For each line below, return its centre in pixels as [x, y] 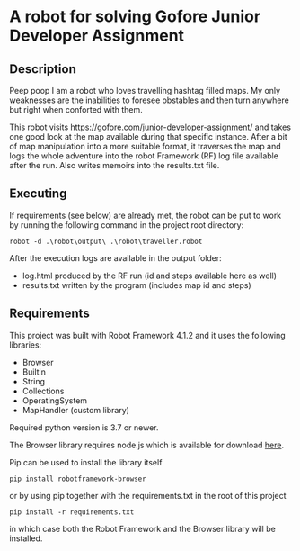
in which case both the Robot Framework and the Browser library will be [142, 528]
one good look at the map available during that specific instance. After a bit [148, 136]
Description [43, 69]
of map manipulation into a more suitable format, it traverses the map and [145, 146]
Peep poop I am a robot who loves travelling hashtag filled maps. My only [145, 90]
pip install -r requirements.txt [72, 512]
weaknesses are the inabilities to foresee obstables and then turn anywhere [149, 100]
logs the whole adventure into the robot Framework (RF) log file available [144, 156]
